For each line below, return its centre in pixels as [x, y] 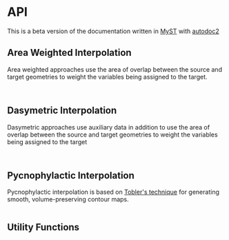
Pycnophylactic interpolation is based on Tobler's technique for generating [113, 192]
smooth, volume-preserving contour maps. [68, 199]
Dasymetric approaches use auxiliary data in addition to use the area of [109, 127]
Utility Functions [43, 227]
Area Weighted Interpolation [70, 53]
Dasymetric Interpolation [62, 111]
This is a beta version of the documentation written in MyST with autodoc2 [113, 31]
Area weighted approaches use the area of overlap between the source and [115, 69]
